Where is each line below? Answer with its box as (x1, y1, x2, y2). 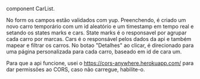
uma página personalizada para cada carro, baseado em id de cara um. (6, 48, 182, 55)
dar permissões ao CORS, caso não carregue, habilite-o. (6, 66, 145, 73)
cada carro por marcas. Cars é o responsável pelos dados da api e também (6, 36, 192, 42)
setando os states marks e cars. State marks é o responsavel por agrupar (6, 29, 187, 36)
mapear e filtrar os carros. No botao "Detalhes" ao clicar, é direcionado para (6, 42, 194, 49)
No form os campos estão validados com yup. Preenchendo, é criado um (6, 17, 186, 23)
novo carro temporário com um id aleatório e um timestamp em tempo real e (6, 23, 194, 30)
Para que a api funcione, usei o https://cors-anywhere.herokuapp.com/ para (6, 59, 194, 67)
